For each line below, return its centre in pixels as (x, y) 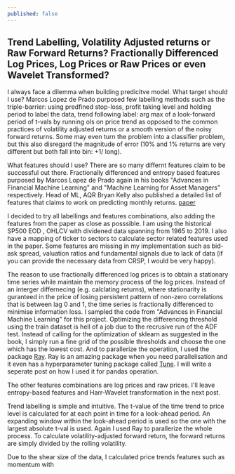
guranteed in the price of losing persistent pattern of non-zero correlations (115, 297)
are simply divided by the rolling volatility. (67, 444)
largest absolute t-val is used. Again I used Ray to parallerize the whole (110, 428)
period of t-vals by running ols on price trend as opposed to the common (113, 122)
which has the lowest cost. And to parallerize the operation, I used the (108, 349)
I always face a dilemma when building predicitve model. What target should (117, 92)
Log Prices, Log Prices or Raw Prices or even (107, 64)
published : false (33, 14)
